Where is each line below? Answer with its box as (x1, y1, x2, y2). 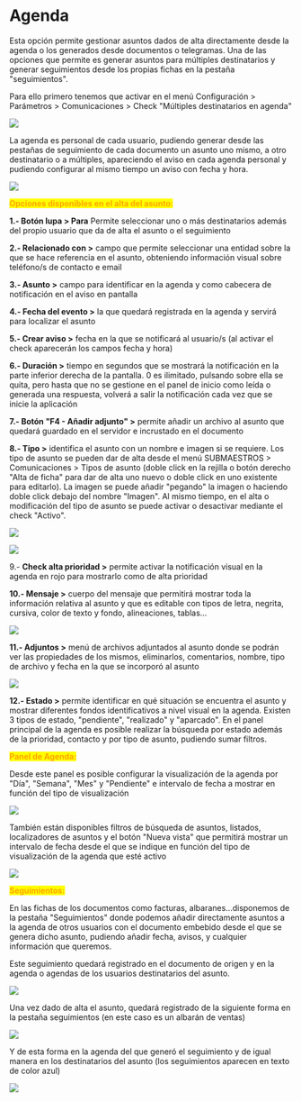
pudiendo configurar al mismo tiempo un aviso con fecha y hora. (9, 163, 249, 174)
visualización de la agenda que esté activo (9, 851, 167, 861)
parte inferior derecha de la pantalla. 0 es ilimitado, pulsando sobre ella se (9, 369, 284, 380)
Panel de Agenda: (9, 751, 77, 761)
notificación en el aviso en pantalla (9, 288, 138, 299)
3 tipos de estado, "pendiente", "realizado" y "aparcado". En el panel (9, 714, 263, 725)
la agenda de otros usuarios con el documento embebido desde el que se (9, 921, 282, 933)
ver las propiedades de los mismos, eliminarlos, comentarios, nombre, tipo (9, 651, 286, 662)
